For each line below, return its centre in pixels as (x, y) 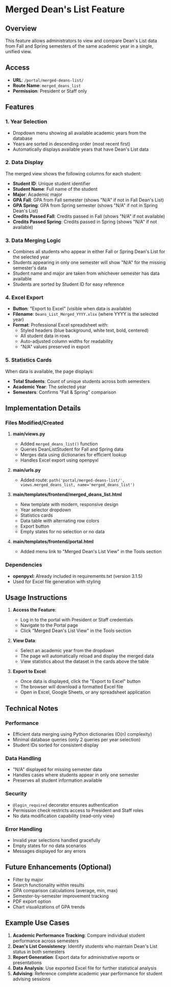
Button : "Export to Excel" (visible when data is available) (72, 309)
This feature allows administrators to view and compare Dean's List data (81, 41)
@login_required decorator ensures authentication (66, 805)
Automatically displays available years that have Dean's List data (81, 149)
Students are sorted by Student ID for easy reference (68, 284)
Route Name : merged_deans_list (47, 85)
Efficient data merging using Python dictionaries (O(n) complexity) (82, 734)
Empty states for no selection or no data (63, 532)
